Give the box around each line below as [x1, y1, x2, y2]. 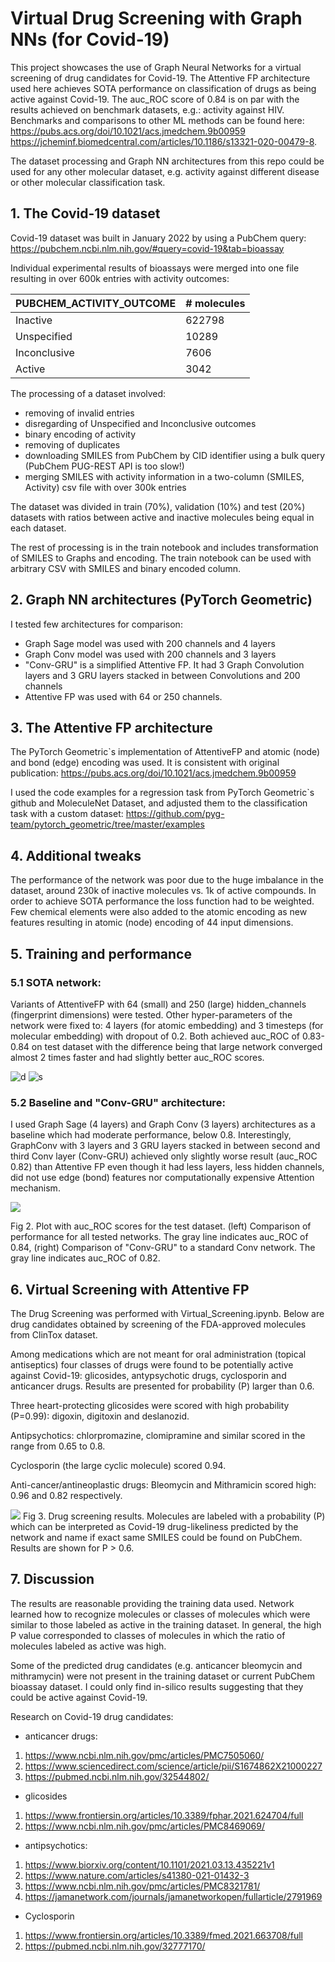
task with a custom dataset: [10, 808, 124, 820]
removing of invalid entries [24, 407, 135, 419]
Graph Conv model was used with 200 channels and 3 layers [24, 648, 277, 660]
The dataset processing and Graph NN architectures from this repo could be [10, 155, 325, 167]
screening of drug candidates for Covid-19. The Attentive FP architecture [10, 72, 311, 84]
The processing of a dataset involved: [10, 387, 167, 399]
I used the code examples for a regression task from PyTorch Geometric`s [10, 787, 315, 799]
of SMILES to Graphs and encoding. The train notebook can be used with [10, 552, 312, 564]
